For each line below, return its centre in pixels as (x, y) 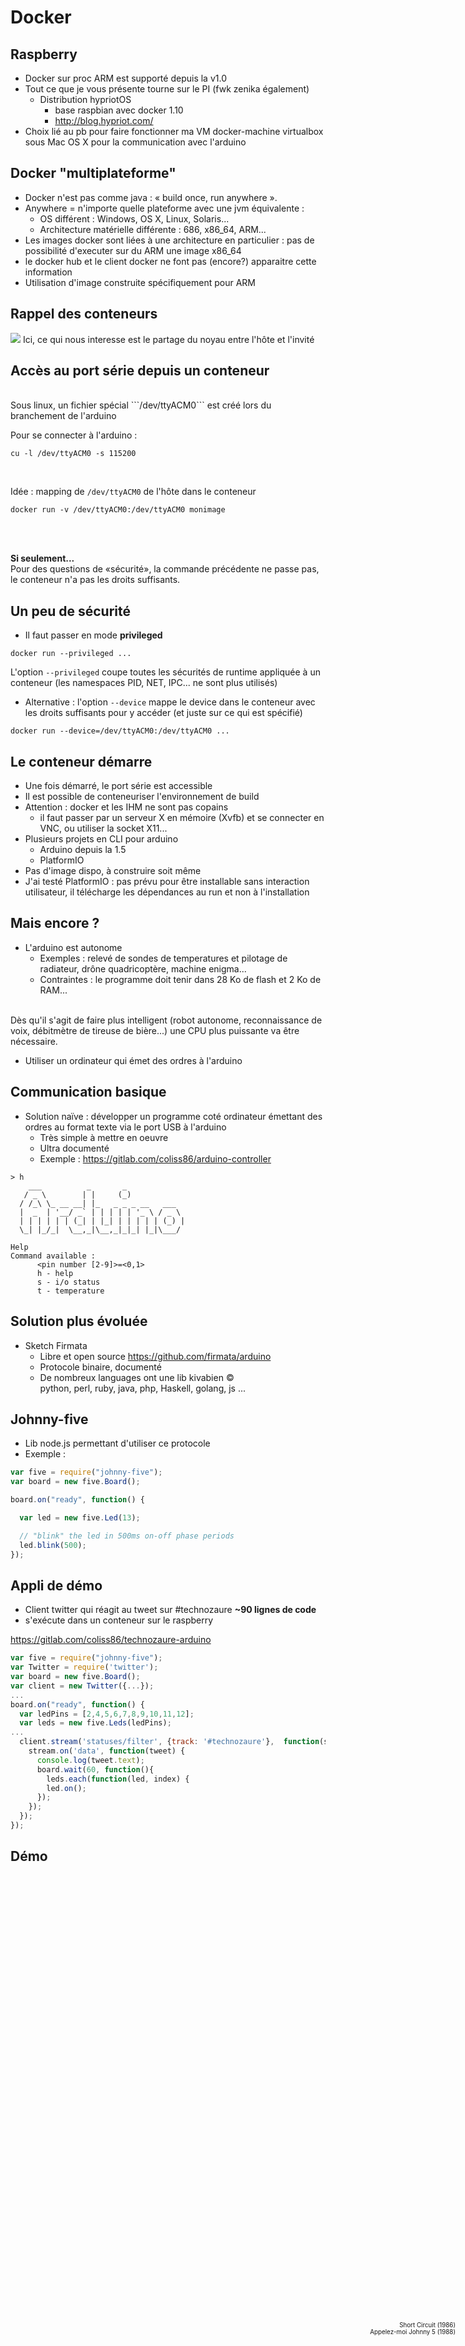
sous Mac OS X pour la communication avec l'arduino (135, 142)
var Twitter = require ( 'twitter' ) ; (84, 1667)
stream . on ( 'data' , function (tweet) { (107, 1751)
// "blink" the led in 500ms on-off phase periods (127, 1536)
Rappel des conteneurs (84, 314)
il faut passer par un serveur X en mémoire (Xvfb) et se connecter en (182, 818)
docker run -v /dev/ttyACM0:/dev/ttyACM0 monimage (118, 510)
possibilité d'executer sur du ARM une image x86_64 (133, 250)
